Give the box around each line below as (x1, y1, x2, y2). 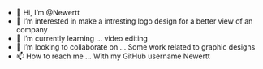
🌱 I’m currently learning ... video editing (15, 33, 149, 43)
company (15, 25, 48, 34)
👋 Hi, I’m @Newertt (15, 8, 80, 17)
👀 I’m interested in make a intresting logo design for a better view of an (15, 16, 253, 26)
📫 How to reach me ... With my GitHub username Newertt (15, 51, 211, 61)
